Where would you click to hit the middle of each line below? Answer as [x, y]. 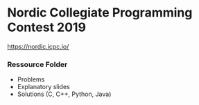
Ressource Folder [37, 64]
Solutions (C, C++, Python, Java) [64, 94]
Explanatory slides [44, 87]
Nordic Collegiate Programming [100, 13]
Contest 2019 [47, 27]
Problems [31, 79]
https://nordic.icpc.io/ [38, 46]
